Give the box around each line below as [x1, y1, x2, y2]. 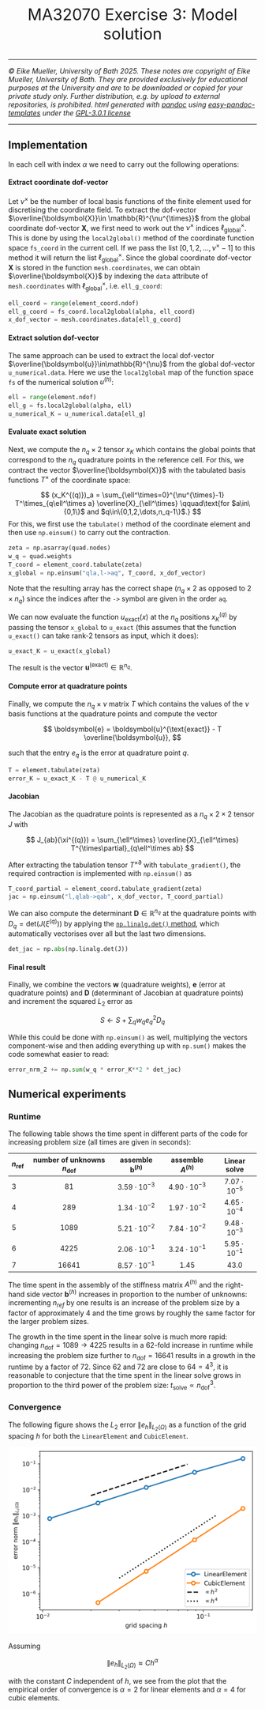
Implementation [8, 138, 88, 152]
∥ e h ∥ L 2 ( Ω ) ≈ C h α [106, 1657, 159, 1671]
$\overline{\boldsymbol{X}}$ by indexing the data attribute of [8, 271, 209, 281]
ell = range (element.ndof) [8, 394, 97, 402]
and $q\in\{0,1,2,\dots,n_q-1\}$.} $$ [86, 507, 202, 517]
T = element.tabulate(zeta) [8, 767, 101, 775]
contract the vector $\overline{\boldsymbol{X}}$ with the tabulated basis [8, 465, 246, 474]
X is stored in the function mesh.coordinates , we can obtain [8, 263, 200, 273]
